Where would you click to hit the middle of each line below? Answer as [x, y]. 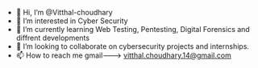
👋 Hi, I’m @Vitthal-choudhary [64, 12]
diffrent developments [53, 38]
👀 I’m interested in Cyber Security [72, 21]
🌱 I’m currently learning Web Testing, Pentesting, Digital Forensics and [133, 29]
